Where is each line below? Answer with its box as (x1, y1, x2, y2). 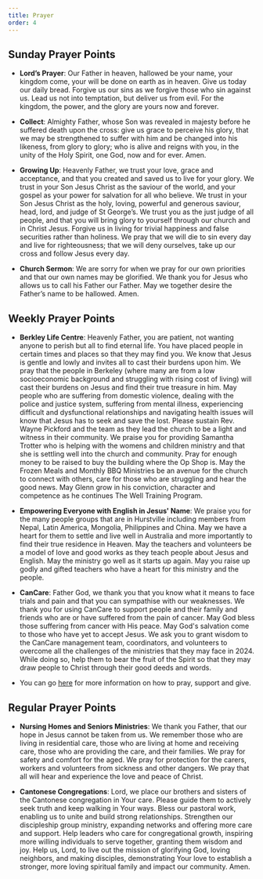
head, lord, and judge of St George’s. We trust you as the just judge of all (19, 207, 254, 216)
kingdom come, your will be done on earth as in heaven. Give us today (19, 77, 247, 86)
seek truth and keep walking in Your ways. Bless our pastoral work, (19, 803, 236, 812)
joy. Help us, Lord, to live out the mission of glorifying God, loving (19, 844, 231, 855)
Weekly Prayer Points (8, 311, 115, 325)
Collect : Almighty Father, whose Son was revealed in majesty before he (19, 117, 250, 126)
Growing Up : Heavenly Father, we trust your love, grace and (19, 165, 214, 175)
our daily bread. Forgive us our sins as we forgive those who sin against (19, 85, 251, 95)
